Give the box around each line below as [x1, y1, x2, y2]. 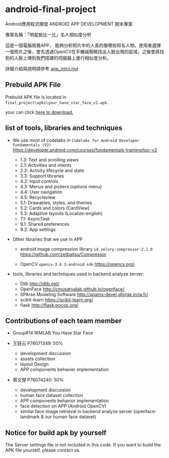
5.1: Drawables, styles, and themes [20, 199, 92, 205]
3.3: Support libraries [20, 173, 64, 179]
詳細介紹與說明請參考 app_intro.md [5, 66, 78, 72]
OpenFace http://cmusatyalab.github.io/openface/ [20, 286, 125, 292]
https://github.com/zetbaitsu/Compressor [20, 251, 107, 257]
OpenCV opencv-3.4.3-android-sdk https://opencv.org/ [20, 261, 135, 267]
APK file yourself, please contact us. [5, 447, 81, 453]
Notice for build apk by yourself [5, 428, 107, 437]
